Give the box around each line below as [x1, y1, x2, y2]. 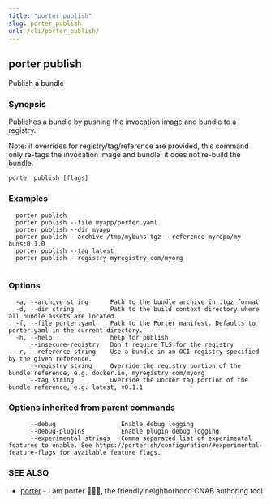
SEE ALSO [8, 468, 49, 479]
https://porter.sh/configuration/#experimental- [95, 442, 264, 450]
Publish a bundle [8, 79, 65, 88]
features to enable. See [8, 442, 92, 450]
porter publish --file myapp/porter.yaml [15, 218, 158, 227]
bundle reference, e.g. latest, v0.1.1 [8, 383, 144, 391]
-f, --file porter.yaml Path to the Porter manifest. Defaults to [15, 319, 256, 328]
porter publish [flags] [8, 174, 89, 182]
